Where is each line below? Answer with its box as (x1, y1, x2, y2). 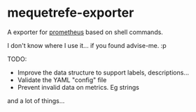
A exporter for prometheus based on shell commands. (7, 28, 163, 36)
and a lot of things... (7, 96, 65, 105)
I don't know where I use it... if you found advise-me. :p (7, 41, 167, 49)
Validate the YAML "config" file (17, 75, 107, 84)
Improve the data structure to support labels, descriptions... (17, 68, 189, 77)
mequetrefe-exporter (7, 5, 134, 21)
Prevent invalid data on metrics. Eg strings (17, 83, 140, 91)
